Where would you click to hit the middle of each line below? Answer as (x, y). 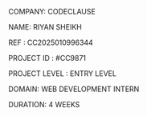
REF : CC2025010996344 (51, 42)
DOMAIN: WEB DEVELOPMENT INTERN (74, 89)
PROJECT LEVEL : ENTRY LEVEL (62, 74)
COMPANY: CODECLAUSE (52, 12)
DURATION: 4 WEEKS (44, 104)
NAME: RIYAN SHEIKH (45, 27)
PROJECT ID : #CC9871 (47, 58)
